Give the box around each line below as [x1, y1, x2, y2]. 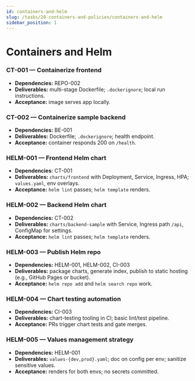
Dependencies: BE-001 [14, 126, 73, 133]
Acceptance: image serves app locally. [14, 98, 110, 105]
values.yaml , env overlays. [14, 180, 80, 187]
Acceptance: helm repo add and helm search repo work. [14, 280, 152, 287]
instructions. [14, 92, 45, 99]
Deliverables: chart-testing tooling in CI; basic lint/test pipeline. [14, 314, 170, 322]
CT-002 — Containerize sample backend [6, 113, 126, 121]
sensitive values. [14, 362, 56, 369]
